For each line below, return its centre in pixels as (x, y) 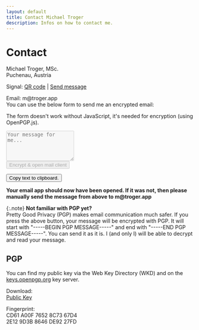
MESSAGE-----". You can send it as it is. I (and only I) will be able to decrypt (99, 234)
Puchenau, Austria (29, 75)
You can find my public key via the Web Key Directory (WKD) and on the (95, 273)
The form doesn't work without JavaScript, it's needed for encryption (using (100, 116)
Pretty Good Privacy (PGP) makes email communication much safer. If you (97, 215)
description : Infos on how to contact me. (60, 23)
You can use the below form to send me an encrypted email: (80, 104)
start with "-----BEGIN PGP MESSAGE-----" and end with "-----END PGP (96, 227)
